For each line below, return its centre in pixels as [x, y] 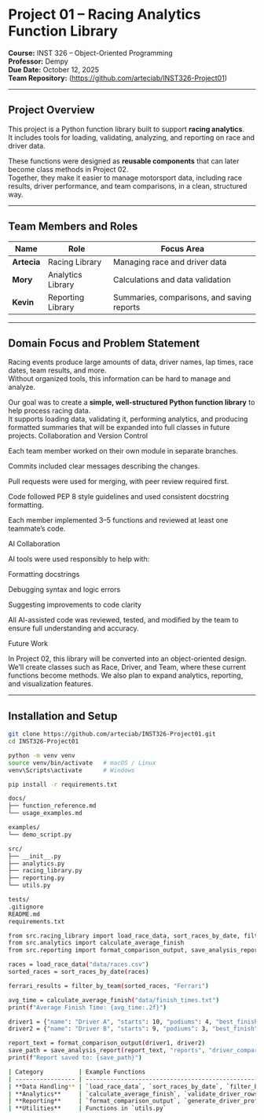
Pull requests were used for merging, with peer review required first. [119, 482]
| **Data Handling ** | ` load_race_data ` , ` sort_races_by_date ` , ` [119, 1086]
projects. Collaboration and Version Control [78, 436]
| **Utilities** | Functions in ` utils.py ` [88, 1109]
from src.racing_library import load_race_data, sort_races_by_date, [125, 936]
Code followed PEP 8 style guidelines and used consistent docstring [119, 497]
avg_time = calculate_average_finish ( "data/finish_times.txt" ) [114, 1000]
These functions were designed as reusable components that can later [124, 161]
